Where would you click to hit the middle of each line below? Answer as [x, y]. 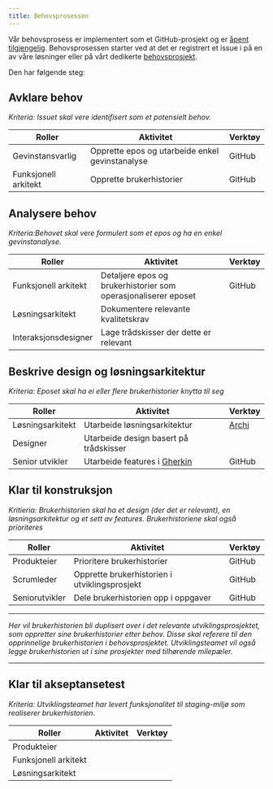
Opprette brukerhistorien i [123, 574]
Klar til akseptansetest [67, 684]
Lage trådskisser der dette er [156, 333]
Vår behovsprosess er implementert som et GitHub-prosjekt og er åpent [129, 39]
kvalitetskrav [125, 320]
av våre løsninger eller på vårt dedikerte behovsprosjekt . [103, 56]
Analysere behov [53, 214]
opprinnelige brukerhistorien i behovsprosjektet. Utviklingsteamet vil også [132, 643]
